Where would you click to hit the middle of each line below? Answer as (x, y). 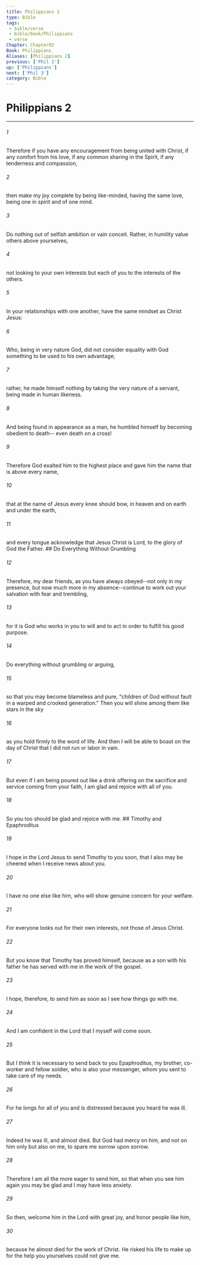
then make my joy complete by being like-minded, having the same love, (95, 195)
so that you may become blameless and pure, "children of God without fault (99, 697)
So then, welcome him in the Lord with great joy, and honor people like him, (99, 1217)
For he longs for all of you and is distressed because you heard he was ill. (96, 1108)
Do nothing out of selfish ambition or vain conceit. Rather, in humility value (97, 234)
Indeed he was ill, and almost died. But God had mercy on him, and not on (97, 1140)
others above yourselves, (37, 240)
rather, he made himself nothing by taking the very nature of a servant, (93, 388)
